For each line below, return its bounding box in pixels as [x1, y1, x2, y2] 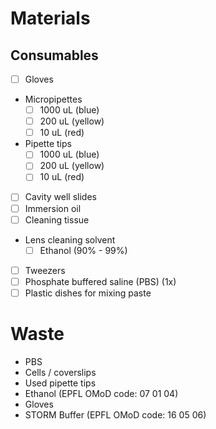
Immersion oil [24, 202, 82, 214]
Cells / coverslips [24, 366, 97, 378]
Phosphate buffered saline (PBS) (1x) [24, 275, 177, 287]
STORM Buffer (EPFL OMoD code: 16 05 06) [24, 408, 207, 421]
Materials [10, 7, 91, 30]
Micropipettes [24, 93, 83, 106]
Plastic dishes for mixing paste [24, 287, 152, 299]
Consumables [10, 47, 99, 64]
